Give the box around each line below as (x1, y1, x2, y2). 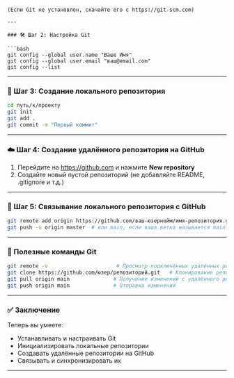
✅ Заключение (7, 305, 61, 315)
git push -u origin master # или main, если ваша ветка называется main (7, 224, 226, 231)
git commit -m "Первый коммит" (7, 121, 98, 129)
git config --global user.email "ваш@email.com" (7, 58, 151, 65)
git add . (7, 115, 36, 122)
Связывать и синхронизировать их (17, 356, 122, 365)
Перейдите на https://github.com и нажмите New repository (17, 163, 195, 172)
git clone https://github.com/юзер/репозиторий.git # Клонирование (7, 269, 214, 277)
